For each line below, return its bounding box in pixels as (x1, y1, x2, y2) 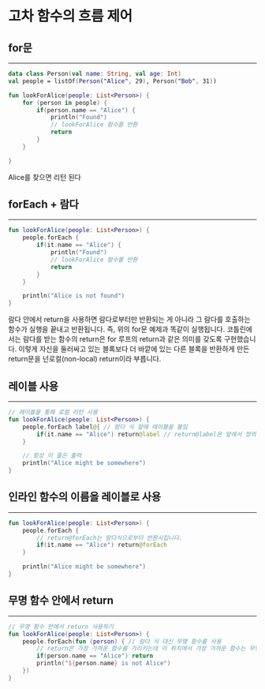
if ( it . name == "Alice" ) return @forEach (36, 541, 168, 549)
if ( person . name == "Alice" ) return (36, 652, 154, 660)
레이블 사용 (8, 380, 59, 393)
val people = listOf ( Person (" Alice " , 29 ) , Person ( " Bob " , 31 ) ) (8, 77, 217, 85)
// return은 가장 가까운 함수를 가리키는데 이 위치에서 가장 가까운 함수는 (36, 645, 246, 653)
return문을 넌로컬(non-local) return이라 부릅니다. (8, 354, 162, 364)
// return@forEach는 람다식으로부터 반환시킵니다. (36, 534, 183, 541)
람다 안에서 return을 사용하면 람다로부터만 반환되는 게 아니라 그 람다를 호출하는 (8, 315, 251, 324)
